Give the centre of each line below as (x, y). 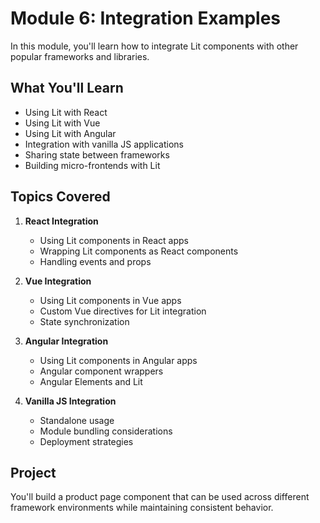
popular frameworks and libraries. (80, 56)
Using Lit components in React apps (114, 240)
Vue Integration (58, 281)
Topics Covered (60, 197)
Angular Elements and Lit (91, 381)
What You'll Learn (67, 88)
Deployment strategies (86, 441)
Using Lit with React (66, 112)
